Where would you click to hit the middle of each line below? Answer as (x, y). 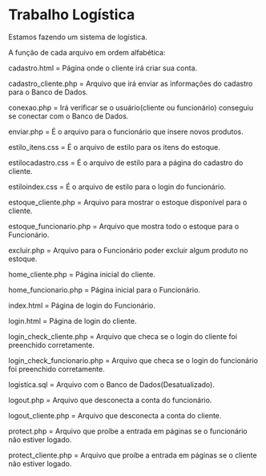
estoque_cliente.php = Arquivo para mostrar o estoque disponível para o (128, 202)
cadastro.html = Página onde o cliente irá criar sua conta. (103, 68)
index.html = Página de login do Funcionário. (82, 305)
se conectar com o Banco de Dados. (69, 116)
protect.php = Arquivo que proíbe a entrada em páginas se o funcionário (128, 431)
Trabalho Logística (72, 15)
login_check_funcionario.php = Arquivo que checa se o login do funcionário (133, 360)
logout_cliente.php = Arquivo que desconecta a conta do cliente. (115, 415)
